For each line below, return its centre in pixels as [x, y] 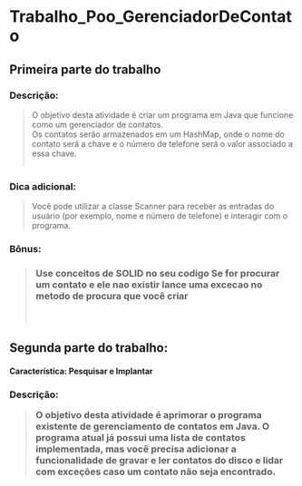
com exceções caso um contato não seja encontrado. [156, 471]
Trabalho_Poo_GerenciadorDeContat [151, 17]
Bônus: [25, 249]
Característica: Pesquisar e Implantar [81, 371]
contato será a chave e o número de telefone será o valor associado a [162, 143]
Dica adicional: [43, 186]
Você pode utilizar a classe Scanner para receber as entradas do [153, 207]
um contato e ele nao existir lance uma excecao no [149, 285]
